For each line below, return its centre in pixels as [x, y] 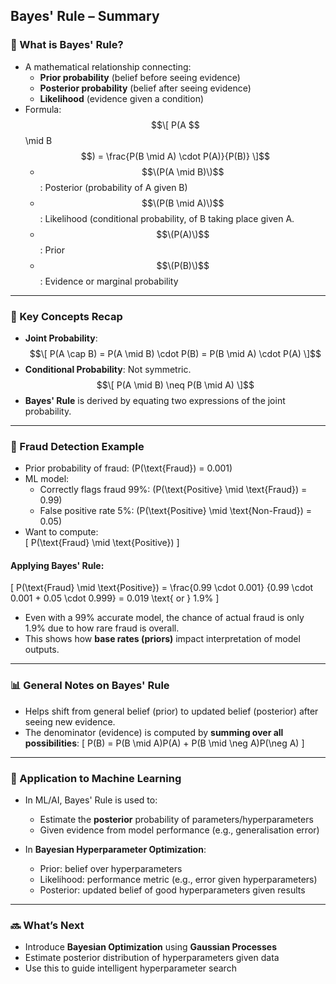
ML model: [47, 479]
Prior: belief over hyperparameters [111, 869]
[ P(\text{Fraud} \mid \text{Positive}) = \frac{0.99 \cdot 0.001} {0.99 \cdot [162, 588]
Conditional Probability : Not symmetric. [108, 369]
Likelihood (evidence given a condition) [122, 98]
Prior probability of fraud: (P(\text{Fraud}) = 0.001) [128, 468]
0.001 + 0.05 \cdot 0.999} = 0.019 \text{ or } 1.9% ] [115, 598]
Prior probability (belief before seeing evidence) [140, 77]
